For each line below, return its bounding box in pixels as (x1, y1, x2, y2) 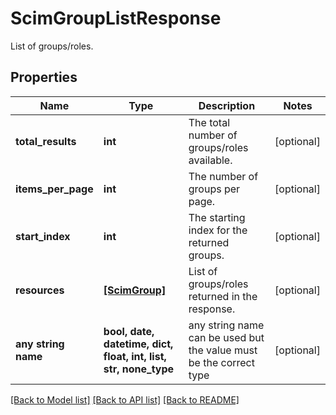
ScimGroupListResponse (10, 7, 222, 30)
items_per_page (15, 182, 94, 196)
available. (188, 153, 233, 167)
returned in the (188, 289, 258, 303)
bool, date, (103, 324, 155, 338)
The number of (188, 169, 259, 183)
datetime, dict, (103, 337, 174, 351)
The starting (188, 210, 246, 224)
